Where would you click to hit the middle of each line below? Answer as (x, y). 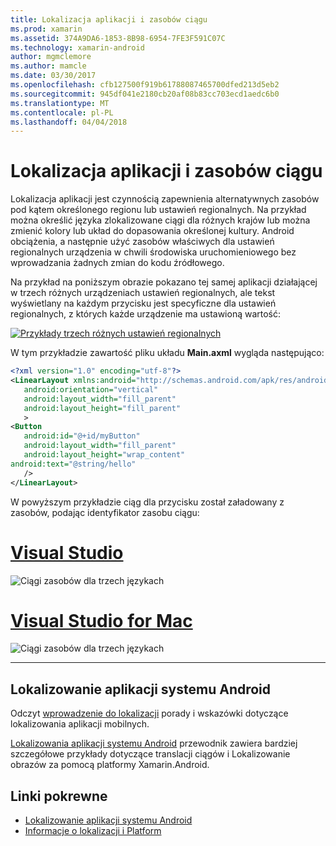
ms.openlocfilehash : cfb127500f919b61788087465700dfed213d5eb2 (145, 85)
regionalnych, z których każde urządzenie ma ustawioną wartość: (146, 314)
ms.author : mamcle (48, 66)
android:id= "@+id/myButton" (82, 436)
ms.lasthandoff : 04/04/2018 (69, 122)
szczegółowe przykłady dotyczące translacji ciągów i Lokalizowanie (150, 754)
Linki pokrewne (59, 796)
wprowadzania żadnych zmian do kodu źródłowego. (117, 263)
